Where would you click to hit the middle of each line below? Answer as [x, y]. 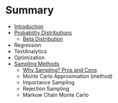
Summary [29, 10]
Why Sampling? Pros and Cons [60, 70]
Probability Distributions [43, 32]
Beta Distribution [43, 39]
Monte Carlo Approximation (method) [67, 76]
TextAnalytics [30, 51]
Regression [27, 45]
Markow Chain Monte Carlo [55, 95]
